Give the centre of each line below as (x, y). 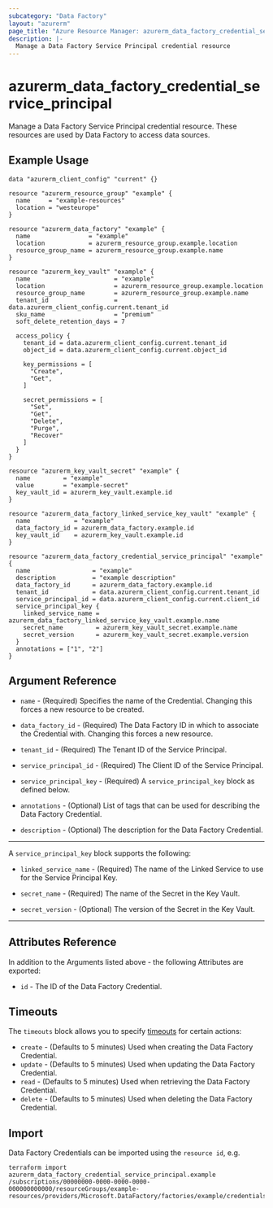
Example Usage (49, 161)
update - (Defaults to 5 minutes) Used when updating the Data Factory (138, 1064)
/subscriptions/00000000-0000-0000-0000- (80, 1182)
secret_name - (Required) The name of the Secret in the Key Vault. (130, 893)
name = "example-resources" (71, 200)
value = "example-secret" (72, 485)
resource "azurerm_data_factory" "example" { (87, 229)
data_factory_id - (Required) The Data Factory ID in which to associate (139, 725)
